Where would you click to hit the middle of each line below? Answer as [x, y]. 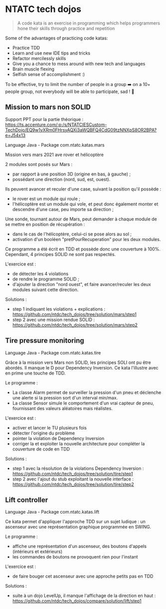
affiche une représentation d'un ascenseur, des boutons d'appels [80, 546]
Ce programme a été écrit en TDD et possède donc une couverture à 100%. [83, 249]
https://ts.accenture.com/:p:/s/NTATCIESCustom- [56, 124]
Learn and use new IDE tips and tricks [51, 53]
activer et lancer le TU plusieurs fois [50, 427]
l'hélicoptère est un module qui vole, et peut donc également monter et [85, 204]
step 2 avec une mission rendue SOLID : [54, 319]
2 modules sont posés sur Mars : [39, 164]
